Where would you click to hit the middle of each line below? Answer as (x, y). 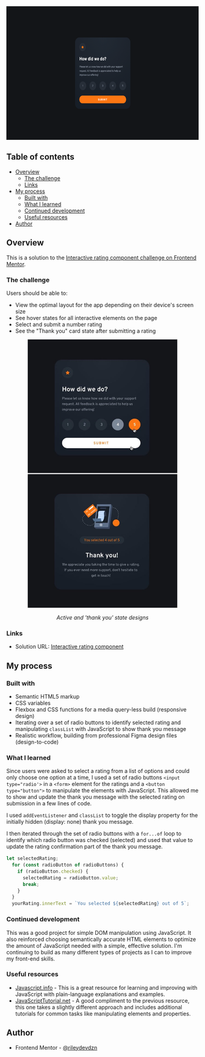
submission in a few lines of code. (49, 804)
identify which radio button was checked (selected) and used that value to (100, 840)
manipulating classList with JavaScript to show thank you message (101, 728)
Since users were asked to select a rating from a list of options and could (98, 771)
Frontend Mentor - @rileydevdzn (56, 1047)
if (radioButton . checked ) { (53, 871)
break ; (31, 884)
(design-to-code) (37, 742)
